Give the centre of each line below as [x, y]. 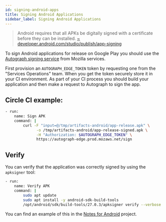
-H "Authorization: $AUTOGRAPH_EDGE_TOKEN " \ [84, 135]
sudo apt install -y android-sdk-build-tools [71, 200]
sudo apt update [40, 195]
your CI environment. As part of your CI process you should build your [77, 79]
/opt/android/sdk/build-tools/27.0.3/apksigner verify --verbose [92, 205]
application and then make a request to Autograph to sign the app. [73, 84]
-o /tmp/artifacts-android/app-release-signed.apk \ [92, 130]
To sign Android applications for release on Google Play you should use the [82, 53]
